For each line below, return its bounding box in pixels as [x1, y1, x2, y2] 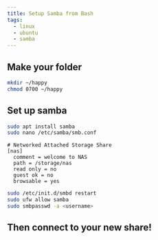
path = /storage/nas [13, 160, 72, 167]
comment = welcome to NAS [13, 154, 88, 161]
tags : [7, 17, 23, 23]
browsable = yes [13, 178, 60, 185]
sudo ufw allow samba [7, 197, 69, 204]
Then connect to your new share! [7, 221, 153, 234]
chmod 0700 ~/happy [7, 85, 63, 93]
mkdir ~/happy [7, 79, 48, 86]
